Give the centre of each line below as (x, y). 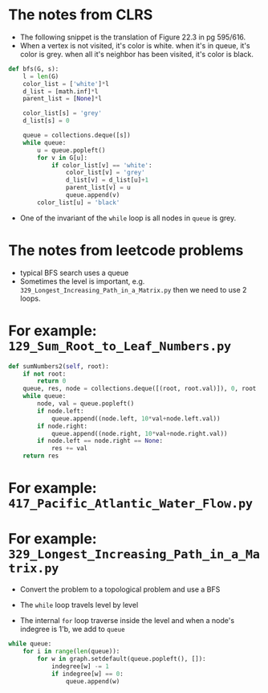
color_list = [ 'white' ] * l (66, 84)
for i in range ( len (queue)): (71, 652)
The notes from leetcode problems (126, 250)
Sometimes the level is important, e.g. (82, 281)
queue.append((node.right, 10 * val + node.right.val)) (139, 433)
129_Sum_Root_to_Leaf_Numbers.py (120, 346)
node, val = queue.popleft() (86, 404)
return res (41, 456)
